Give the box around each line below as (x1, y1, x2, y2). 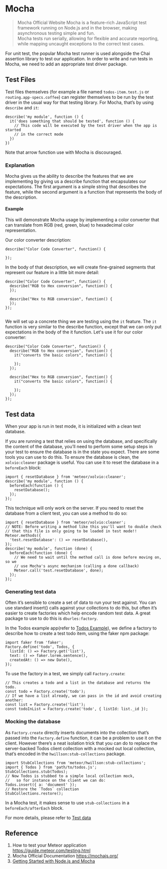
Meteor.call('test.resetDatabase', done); (14, 568, 104, 573)
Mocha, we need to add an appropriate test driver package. (5, 61, 128, 67)
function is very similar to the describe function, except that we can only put (5, 324, 162, 330)
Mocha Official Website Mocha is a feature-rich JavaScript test (17, 19, 147, 25)
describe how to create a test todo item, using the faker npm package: (5, 630, 150, 636)
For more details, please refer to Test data (5, 815, 91, 821)
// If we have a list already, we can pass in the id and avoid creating (5, 693, 162, 699)
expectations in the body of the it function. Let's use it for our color (5, 329, 143, 335)
